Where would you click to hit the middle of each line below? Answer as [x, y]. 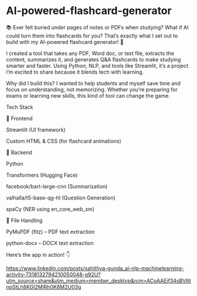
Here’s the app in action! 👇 [38, 254]
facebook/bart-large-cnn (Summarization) [57, 186]
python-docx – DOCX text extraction [50, 243]
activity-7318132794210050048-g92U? [53, 274]
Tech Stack [20, 107]
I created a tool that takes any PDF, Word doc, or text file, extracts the [90, 53]
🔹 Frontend [20, 118]
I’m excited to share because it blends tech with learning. [75, 72]
